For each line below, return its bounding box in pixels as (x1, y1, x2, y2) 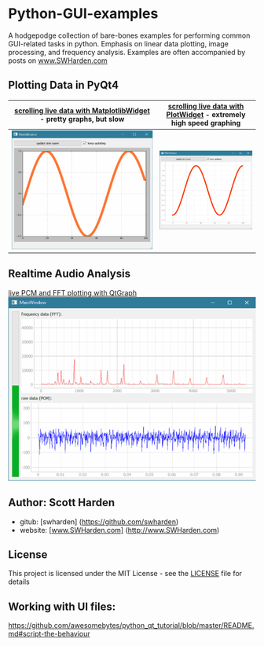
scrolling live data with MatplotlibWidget (14, 105, 151, 115)
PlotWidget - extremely (166, 110, 246, 119)
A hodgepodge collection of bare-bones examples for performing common (8, 31, 251, 40)
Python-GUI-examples (8, 5, 159, 23)
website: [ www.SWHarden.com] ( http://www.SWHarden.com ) (19, 525, 220, 534)
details (8, 577, 30, 586)
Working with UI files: (8, 600, 116, 613)
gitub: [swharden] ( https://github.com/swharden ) (19, 516, 179, 527)
